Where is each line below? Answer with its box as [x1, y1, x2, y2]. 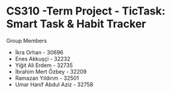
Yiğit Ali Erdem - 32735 [15, 62, 73, 69]
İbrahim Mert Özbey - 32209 [15, 68, 87, 75]
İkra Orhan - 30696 [15, 48, 63, 56]
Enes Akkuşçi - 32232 [15, 55, 71, 62]
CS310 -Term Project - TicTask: [6, 4, 166, 18]
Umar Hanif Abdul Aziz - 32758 [15, 80, 94, 88]
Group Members [6, 37, 47, 44]
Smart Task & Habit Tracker [6, 17, 146, 31]
